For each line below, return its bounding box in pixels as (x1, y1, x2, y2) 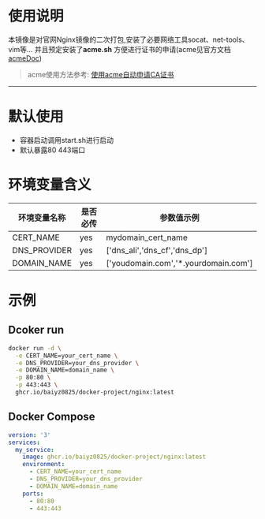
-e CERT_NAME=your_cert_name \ (15, 352, 118, 360)
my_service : (15, 446, 55, 454)
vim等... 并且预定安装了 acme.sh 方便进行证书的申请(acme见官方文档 (8, 44, 231, 54)
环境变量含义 (8, 176, 92, 194)
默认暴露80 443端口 (19, 145, 85, 155)
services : (8, 439, 41, 446)
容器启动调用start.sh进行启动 (19, 135, 114, 144)
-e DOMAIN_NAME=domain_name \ (15, 366, 114, 375)
